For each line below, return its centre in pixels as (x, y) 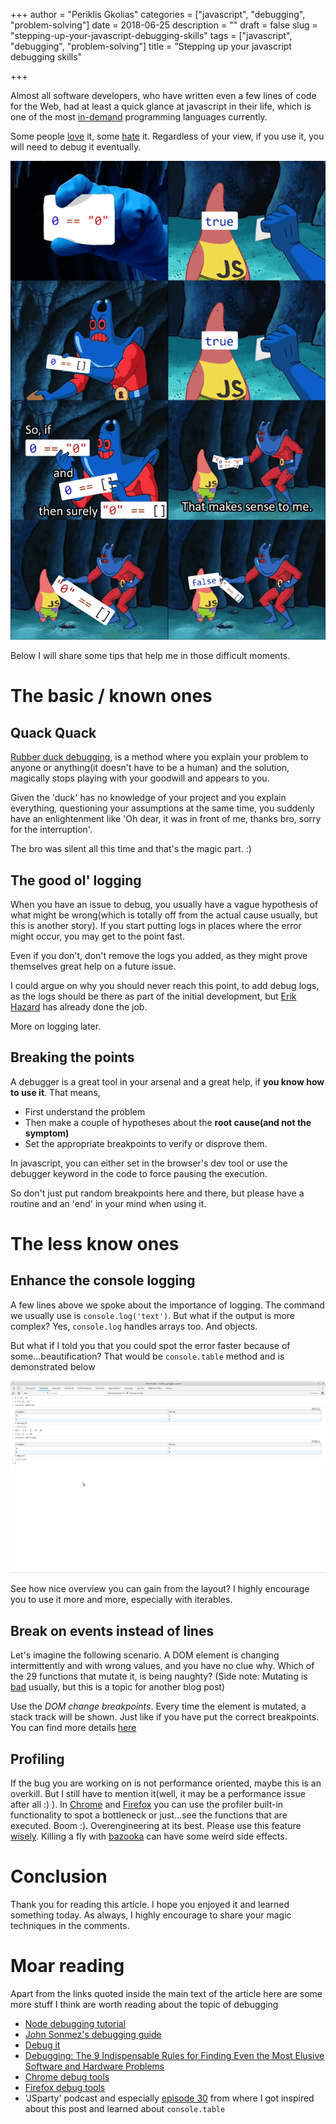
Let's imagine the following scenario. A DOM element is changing (145, 1655)
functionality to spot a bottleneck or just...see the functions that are (149, 1815)
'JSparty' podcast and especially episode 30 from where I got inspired (169, 2098)
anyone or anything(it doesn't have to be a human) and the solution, (150, 768)
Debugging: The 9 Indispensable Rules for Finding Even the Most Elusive (174, 2055)
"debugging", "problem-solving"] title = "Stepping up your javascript (151, 46)
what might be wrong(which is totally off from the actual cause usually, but (164, 915)
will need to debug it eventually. (76, 147)
